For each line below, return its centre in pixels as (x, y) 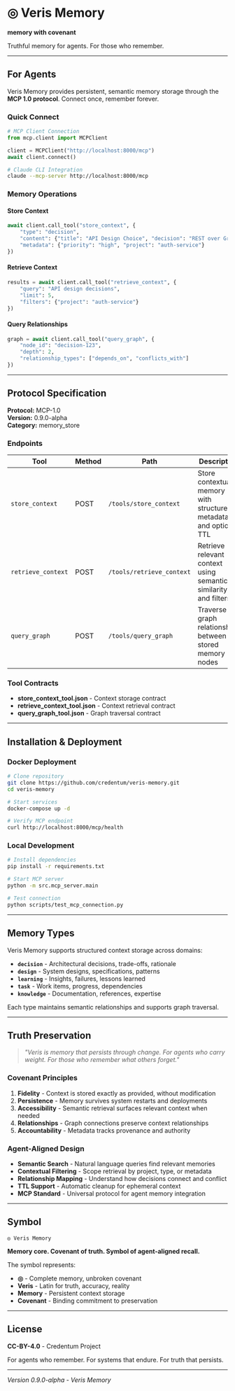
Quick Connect (33, 117)
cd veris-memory (31, 789)
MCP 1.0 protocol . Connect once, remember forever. (83, 99)
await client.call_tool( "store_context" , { (72, 225)
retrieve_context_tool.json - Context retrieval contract (97, 706)
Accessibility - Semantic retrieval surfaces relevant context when (112, 1108)
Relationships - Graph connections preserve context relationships (113, 1123)
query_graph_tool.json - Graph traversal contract (89, 713)
